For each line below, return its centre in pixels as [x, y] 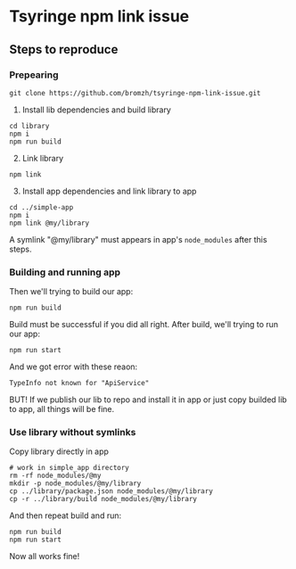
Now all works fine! [45, 557]
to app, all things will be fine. [62, 409]
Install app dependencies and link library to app [109, 191]
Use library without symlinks [73, 433]
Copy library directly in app [59, 451]
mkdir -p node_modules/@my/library [75, 483]
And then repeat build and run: [66, 515]
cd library [29, 126]
